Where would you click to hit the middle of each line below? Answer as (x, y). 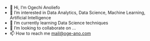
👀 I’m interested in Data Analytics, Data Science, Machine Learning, (77, 13)
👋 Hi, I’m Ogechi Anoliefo (35, 7)
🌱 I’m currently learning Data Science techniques (59, 23)
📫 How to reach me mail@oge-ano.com (50, 33)
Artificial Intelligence (30, 18)
